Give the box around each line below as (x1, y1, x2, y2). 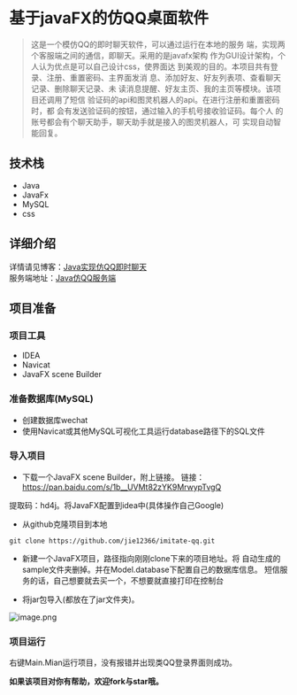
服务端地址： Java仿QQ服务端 (9, 272, 117, 283)
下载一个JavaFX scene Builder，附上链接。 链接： (21, 471, 205, 483)
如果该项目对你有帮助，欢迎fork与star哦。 (9, 676, 164, 687)
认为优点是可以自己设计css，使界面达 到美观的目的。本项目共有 (38, 61, 271, 72)
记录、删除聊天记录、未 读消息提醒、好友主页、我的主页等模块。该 (30, 83, 274, 94)
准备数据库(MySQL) (9, 393, 95, 405)
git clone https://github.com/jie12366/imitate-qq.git (9, 537, 216, 545)
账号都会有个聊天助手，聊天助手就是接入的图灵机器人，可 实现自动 (30, 116, 274, 127)
